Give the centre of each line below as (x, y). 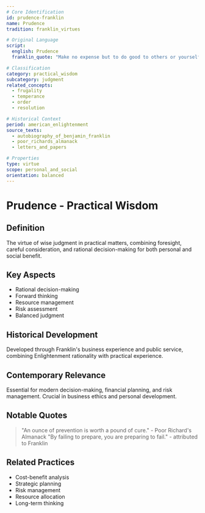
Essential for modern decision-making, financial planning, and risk (89, 390)
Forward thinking (36, 296)
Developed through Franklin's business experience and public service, (95, 349)
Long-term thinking (39, 503)
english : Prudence (35, 52)
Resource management (45, 302)
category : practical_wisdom (42, 74)
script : (16, 46)
